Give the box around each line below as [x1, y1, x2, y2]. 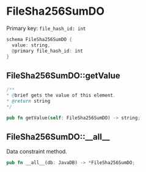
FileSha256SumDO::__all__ [6, 132, 110, 142]
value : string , [12, 42, 51, 48]
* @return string [6, 98, 51, 104]
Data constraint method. [6, 148, 67, 155]
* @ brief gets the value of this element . [6, 92, 116, 99]
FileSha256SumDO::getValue [6, 70, 120, 81]
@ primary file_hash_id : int [12, 48, 84, 54]
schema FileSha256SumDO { [6, 36, 72, 42]
